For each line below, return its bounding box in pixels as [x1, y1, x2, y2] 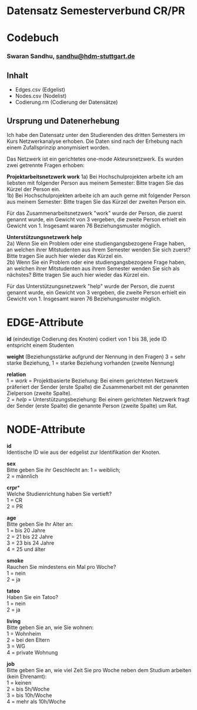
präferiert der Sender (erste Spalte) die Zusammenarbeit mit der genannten [6, 383, 189, 390]
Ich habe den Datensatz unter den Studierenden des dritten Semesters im [6, 131, 185, 138]
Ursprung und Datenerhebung [6, 116, 120, 126]
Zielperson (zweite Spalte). [6, 390, 72, 397]
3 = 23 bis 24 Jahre [6, 539, 55, 547]
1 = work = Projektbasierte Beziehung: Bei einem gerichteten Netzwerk [6, 377, 178, 384]
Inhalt [6, 70, 28, 80]
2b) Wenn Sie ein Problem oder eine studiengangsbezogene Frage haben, [6, 259, 186, 266]
